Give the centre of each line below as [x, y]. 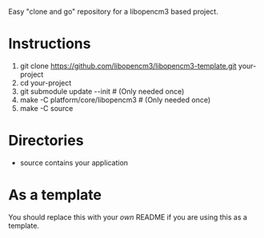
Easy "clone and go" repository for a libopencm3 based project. [113, 12]
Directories [46, 141]
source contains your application [74, 162]
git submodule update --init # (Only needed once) [102, 91]
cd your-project [46, 82]
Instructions [50, 44]
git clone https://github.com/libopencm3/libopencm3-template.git [128, 65]
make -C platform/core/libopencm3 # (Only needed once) [115, 100]
